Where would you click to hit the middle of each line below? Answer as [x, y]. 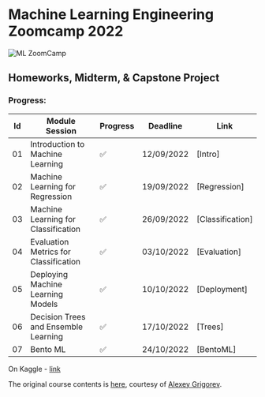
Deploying [49, 274]
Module [61, 121]
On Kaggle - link [34, 369]
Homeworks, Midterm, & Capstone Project [114, 78]
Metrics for [50, 252]
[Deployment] [222, 289]
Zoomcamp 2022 [66, 31]
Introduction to [58, 144]
